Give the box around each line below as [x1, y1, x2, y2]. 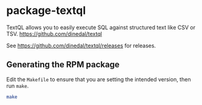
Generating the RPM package [6, 59, 120, 70]
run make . [6, 82, 29, 89]
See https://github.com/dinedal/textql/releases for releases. [6, 42, 156, 49]
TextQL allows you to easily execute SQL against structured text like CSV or [6, 24, 196, 31]
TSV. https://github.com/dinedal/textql [6, 30, 102, 37]
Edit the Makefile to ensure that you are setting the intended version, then [6, 75, 191, 83]
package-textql [6, 4, 86, 18]
